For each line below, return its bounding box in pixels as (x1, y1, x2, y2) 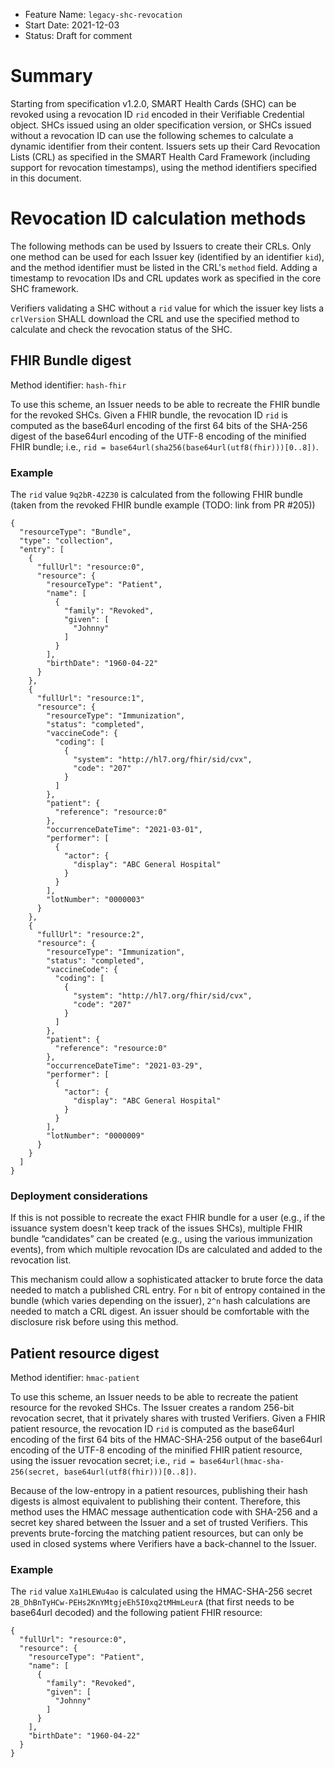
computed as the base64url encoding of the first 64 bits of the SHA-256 (10, 419, 308, 431)
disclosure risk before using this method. (10, 1316, 179, 1328)
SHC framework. (10, 282, 79, 294)
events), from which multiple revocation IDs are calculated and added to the (10, 1244, 323, 1256)
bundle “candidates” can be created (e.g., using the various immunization (10, 1233, 313, 1245)
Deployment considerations (10, 1189, 148, 1203)
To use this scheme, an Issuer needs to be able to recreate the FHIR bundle (10, 398, 321, 410)
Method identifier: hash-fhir (10, 379, 127, 391)
